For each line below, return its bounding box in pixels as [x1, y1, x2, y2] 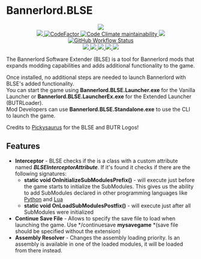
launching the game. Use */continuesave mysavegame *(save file [14, 221, 179, 228]
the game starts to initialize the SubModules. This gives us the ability [23, 183, 194, 190]
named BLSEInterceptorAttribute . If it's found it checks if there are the [14, 163, 191, 170]
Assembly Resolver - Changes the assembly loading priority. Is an [14, 234, 180, 241]
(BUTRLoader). [6, 99, 44, 106]
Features [6, 141, 40, 151]
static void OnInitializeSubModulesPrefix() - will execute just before [23, 176, 195, 184]
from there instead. [14, 246, 63, 254]
